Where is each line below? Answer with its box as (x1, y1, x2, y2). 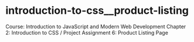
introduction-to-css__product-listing (5, 4, 189, 17)
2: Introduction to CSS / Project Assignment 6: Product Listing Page (5, 29, 168, 36)
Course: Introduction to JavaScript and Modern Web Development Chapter (5, 23, 186, 30)
